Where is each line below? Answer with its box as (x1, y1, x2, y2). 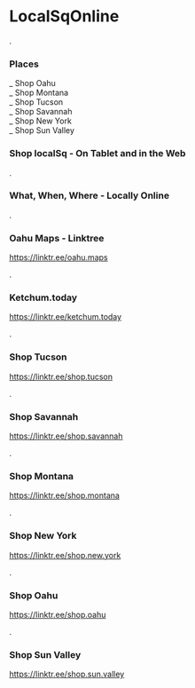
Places (9, 58, 40, 70)
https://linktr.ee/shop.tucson (9, 371, 113, 382)
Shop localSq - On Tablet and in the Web (9, 147, 186, 160)
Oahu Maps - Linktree (9, 232, 105, 244)
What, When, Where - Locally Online (9, 189, 170, 202)
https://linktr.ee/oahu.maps (9, 252, 108, 263)
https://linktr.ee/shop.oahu (9, 609, 106, 620)
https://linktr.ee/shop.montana (9, 490, 120, 501)
